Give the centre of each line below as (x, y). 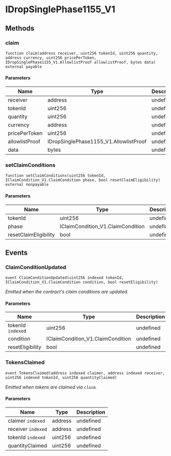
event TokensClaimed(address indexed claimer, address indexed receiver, (85, 373)
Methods (20, 28)
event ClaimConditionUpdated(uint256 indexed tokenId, (65, 278)
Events (17, 253)
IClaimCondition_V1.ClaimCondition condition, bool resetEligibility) (82, 282)
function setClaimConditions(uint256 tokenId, (55, 176)
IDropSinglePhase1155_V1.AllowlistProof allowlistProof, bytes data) (81, 62)
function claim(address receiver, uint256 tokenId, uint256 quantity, (82, 53)
